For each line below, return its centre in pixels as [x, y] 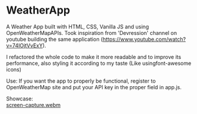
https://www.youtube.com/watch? [144, 39]
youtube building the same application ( [55, 39]
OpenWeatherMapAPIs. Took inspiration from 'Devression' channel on [92, 32]
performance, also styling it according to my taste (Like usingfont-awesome [99, 63]
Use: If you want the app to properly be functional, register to [81, 81]
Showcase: [20, 99]
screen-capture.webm [34, 105]
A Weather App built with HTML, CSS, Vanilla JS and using [78, 27]
